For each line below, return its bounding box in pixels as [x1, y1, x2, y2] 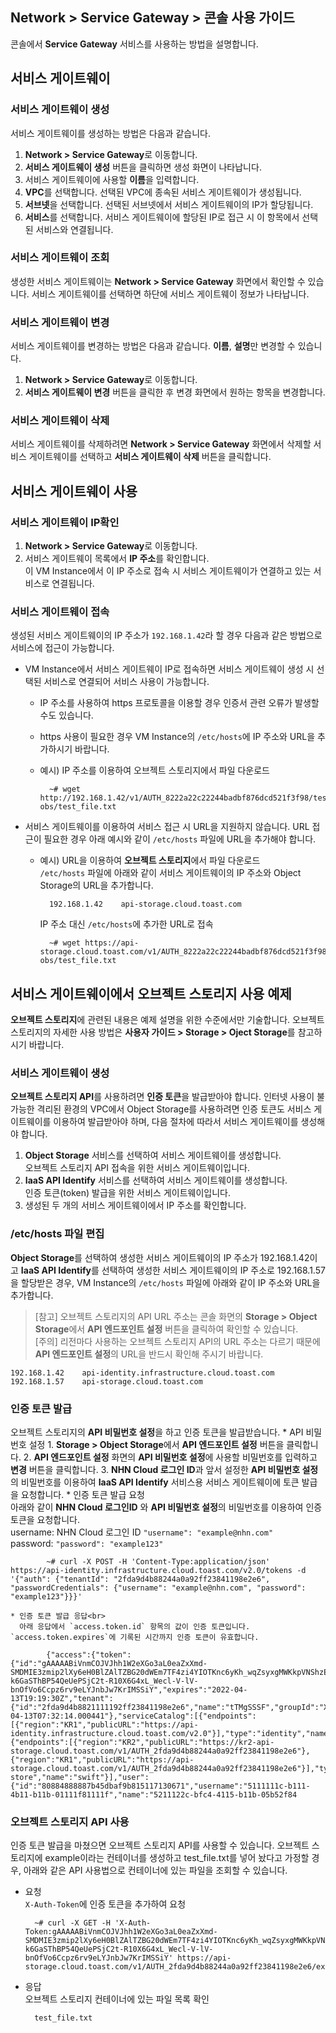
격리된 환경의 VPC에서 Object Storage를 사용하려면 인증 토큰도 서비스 [36, 1103, 312, 1115]
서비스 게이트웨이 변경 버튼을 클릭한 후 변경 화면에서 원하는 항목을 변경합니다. [24, 386, 326, 398]
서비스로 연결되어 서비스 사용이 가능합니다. [43, 676, 210, 688]
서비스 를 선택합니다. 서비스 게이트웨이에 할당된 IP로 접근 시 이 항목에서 [24, 211, 300, 223]
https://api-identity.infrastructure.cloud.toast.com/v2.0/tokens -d [10, 1566, 307, 1576]
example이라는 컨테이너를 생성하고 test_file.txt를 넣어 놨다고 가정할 [44, 1852, 310, 1864]
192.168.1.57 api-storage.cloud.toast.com [10, 1376, 203, 1387]
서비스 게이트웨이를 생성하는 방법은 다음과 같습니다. [10, 127, 211, 139]
